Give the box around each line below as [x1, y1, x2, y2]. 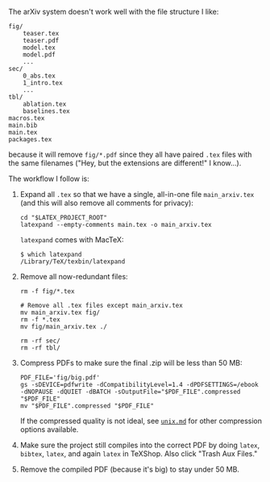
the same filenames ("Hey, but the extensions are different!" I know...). [8, 158, 242, 168]
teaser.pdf [23, 36, 60, 44]
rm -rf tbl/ [19, 344, 60, 352]
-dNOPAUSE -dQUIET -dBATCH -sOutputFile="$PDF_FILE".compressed [19, 388, 241, 396]
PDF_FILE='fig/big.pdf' [19, 374, 101, 382]
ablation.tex [23, 100, 67, 108]
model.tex [23, 44, 56, 52]
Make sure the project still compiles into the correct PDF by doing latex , [19, 440, 260, 450]
